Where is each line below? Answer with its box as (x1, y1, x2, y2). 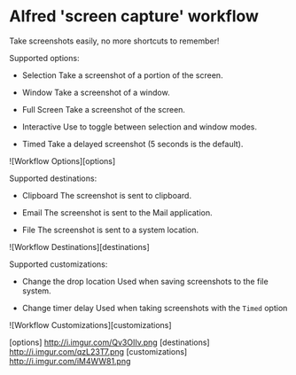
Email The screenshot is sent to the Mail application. (21, 207, 213, 218)
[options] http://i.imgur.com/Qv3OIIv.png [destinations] (9, 337, 210, 348)
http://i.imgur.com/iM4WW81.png (9, 355, 131, 366)
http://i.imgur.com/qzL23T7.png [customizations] (9, 346, 188, 356)
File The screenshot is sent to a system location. (21, 224, 199, 235)
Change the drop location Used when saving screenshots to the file (21, 276, 269, 286)
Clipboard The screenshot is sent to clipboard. (21, 190, 192, 200)
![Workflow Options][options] (9, 155, 116, 166)
